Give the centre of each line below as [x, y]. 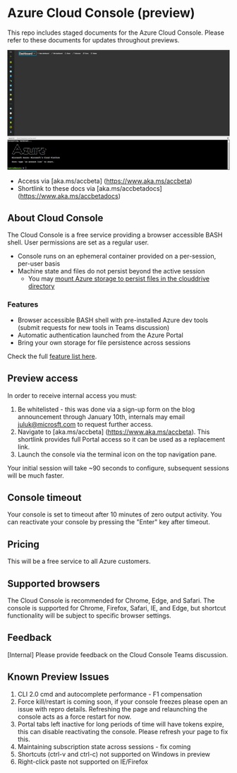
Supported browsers [54, 583]
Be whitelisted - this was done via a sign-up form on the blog [106, 409]
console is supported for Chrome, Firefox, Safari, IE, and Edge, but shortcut [117, 608]
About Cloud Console [55, 218]
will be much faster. [36, 476]
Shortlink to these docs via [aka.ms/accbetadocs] [90, 188]
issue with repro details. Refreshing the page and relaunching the [113, 709]
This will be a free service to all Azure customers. [79, 561]
